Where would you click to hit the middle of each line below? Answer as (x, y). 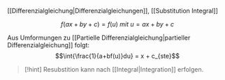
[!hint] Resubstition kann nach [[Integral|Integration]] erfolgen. (114, 69)
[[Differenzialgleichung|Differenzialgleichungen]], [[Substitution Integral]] (112, 11)
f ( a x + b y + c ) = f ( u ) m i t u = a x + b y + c (117, 24)
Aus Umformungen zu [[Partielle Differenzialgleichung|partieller (99, 38)
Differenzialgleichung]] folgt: (48, 45)
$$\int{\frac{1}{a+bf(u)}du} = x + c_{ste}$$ (117, 56)
